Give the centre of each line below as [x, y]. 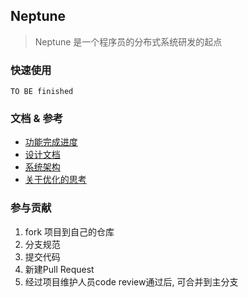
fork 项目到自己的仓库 [69, 231]
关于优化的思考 [55, 180]
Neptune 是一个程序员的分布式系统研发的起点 [128, 41]
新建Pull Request [59, 269]
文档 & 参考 [37, 119]
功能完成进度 [51, 142]
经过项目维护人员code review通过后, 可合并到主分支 [131, 281]
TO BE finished [42, 92]
